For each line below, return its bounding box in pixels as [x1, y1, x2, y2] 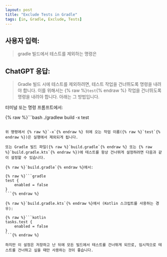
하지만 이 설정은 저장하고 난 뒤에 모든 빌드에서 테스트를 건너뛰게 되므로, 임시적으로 [5, 242, 156, 247]
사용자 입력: [5, 36, 40, 45]
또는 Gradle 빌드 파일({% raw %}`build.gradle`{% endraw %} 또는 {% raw [5, 145, 152, 150]
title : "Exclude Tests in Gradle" [5, 12, 78, 17]
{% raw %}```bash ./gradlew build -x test [5, 114, 90, 120]
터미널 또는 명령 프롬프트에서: [5, 104, 63, 110]
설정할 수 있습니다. [11, 155, 46, 160]
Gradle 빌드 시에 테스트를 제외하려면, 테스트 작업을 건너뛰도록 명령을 [17, 81, 152, 87]
